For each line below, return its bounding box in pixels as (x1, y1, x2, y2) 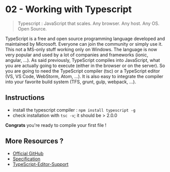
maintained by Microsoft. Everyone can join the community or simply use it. (5, 41, 163, 47)
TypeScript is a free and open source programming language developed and (5, 36, 165, 42)
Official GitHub (12, 150, 44, 156)
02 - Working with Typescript (5, 4, 132, 15)
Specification (12, 156, 41, 162)
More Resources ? (5, 137, 64, 146)
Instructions (5, 93, 45, 102)
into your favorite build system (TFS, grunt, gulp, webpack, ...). (5, 79, 136, 85)
